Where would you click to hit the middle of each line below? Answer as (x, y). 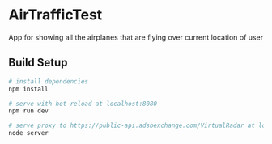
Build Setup (38, 63)
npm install (28, 89)
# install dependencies (49, 81)
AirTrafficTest (55, 15)
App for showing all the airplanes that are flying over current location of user (136, 37)
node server (28, 133)
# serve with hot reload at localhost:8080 (83, 104)
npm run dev (28, 111)
